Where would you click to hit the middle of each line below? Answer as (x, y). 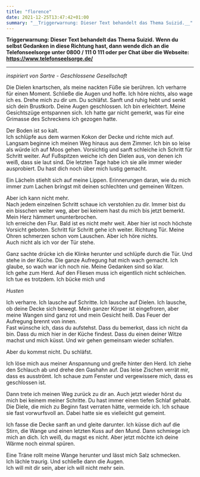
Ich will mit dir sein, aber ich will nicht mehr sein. (65, 468)
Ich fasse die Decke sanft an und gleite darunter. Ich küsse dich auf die (93, 425)
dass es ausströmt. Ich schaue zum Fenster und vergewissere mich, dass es (100, 376)
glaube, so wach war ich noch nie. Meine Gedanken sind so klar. (85, 267)
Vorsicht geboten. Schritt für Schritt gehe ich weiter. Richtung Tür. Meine (95, 230)
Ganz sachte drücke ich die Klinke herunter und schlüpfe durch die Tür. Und (99, 254)
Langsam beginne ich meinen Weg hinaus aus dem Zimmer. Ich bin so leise (98, 143)
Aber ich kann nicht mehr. (38, 198)
